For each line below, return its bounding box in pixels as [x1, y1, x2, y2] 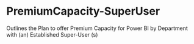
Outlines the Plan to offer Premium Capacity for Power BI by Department [6, 24, 188, 32]
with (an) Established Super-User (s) [6, 31, 98, 38]
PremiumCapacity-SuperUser [6, 4, 160, 18]
